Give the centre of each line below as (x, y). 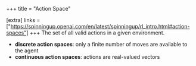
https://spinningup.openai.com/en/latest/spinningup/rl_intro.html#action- (100, 26)
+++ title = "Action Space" (38, 9)
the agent (27, 51)
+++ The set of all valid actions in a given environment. (97, 33)
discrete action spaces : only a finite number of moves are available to (101, 44)
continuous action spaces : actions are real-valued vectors (87, 57)
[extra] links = (23, 20)
